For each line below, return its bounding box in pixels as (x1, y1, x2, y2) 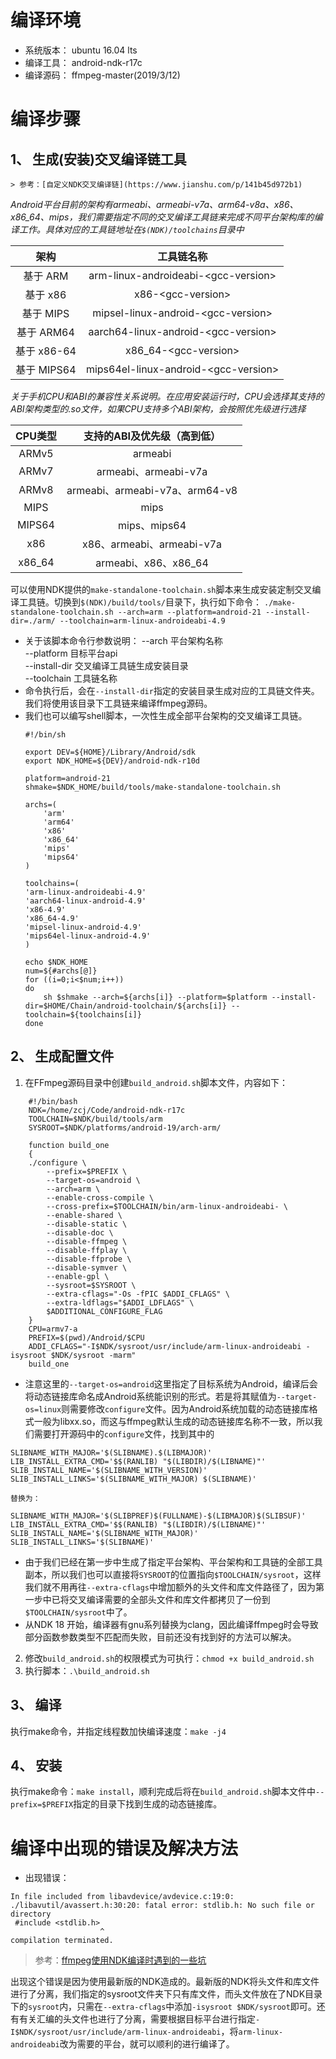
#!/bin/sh (24, 729, 67, 740)
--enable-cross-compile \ (46, 1192, 155, 1203)
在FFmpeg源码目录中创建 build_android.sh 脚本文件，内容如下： (24, 1076, 289, 1088)
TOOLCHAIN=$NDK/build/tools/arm (28, 1114, 163, 1124)
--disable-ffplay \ (46, 1245, 128, 1255)
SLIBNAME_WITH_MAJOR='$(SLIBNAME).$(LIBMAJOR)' (10, 1447, 213, 1458)
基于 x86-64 (15, 344, 77, 358)
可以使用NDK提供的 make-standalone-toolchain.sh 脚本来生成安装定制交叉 (10, 583, 313, 595)
